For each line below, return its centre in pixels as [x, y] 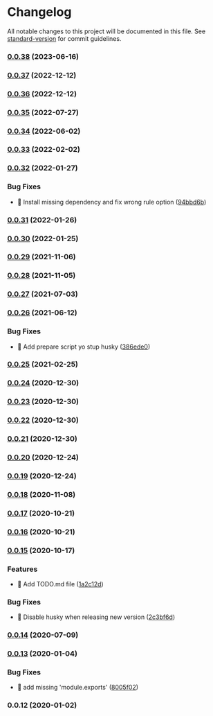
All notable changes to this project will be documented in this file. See [106, 31]
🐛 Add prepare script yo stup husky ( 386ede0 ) [84, 347]
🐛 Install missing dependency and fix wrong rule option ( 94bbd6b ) [112, 202]
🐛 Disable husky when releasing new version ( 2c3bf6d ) [96, 617]
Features [22, 569]
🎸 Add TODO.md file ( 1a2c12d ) [60, 584]
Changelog [39, 12]
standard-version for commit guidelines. [64, 38]
